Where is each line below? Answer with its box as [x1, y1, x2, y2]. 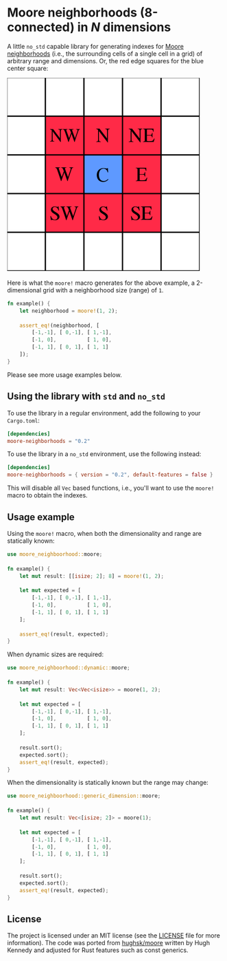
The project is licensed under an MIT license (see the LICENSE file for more [7, 931, 221, 940]
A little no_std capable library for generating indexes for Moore [7, 42, 184, 50]
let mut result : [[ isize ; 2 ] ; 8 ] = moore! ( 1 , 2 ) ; [19, 572, 165, 579]
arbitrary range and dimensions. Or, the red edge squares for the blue [7, 56, 204, 65]
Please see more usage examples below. [7, 370, 122, 379]
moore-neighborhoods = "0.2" [7, 438, 91, 444]
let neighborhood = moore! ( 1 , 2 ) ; [19, 307, 118, 314]
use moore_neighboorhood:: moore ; [7, 550, 103, 558]
